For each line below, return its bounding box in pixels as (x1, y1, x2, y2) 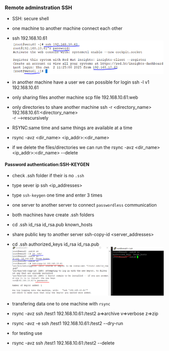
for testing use (12, 330, 42, 336)
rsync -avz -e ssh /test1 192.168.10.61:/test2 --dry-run (12, 320, 124, 326)
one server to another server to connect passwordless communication (12, 202, 157, 208)
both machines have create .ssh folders (12, 212, 94, 218)
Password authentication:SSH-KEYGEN (5, 161, 89, 167)
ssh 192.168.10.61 (12, 35, 47, 42)
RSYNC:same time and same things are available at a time (12, 125, 133, 131)
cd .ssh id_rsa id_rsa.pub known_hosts (12, 222, 93, 228)
